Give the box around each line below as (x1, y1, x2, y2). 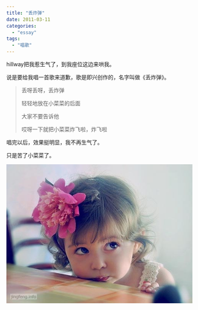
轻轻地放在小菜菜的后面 (21, 100, 81, 107)
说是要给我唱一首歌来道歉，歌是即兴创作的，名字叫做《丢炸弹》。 (6, 74, 170, 81)
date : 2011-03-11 (6, 16, 51, 23)
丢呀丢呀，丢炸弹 (21, 86, 65, 94)
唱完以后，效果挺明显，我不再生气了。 (6, 138, 103, 146)
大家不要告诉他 (21, 113, 59, 119)
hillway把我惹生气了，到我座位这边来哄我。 (6, 61, 115, 67)
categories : (6, 23, 37, 29)
